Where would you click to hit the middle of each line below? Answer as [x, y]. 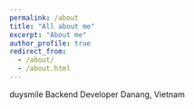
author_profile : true [50, 43]
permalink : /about [44, 18]
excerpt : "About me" [48, 35]
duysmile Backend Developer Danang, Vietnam [97, 94]
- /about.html [44, 69]
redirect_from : [38, 52]
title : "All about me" [52, 26]
